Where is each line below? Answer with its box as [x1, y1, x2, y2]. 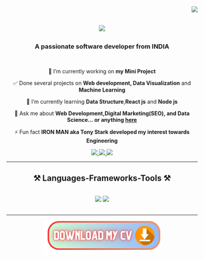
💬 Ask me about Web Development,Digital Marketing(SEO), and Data [14, 110, 190, 117]
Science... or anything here [67, 116, 137, 124]
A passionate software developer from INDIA [35, 42, 169, 51]
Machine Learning [78, 86, 126, 93]
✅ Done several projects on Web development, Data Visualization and [13, 79, 191, 87]
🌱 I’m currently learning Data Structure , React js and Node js [26, 98, 178, 106]
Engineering [86, 137, 118, 144]
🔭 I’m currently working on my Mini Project [48, 68, 156, 75]
